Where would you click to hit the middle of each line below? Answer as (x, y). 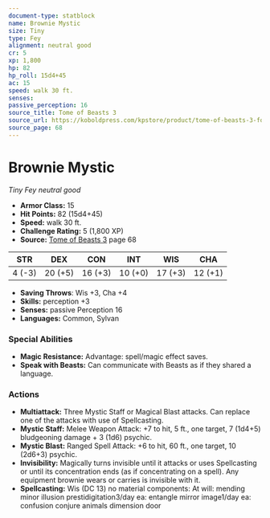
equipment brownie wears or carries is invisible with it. (110, 480)
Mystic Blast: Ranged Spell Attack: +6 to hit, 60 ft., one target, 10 (128, 446)
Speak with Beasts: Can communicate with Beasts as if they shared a (135, 365)
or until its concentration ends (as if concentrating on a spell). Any (129, 471)
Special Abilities (41, 339)
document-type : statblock (51, 16)
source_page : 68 (35, 128)
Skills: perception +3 (55, 301)
